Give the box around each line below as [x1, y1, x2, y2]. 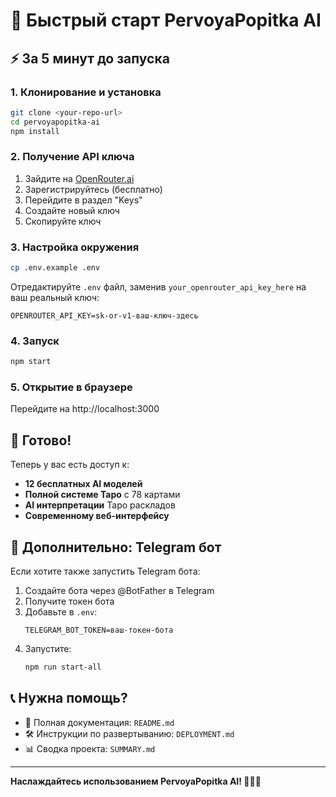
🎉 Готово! [10, 432, 72, 449]
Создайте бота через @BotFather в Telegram [24, 585, 215, 597]
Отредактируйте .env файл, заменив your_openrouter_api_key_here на [10, 280, 307, 293]
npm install [10, 126, 60, 136]
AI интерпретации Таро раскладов [24, 499, 176, 511]
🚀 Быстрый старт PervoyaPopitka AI [10, 9, 322, 32]
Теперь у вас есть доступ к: [10, 459, 130, 471]
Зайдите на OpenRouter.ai [24, 172, 135, 184]
